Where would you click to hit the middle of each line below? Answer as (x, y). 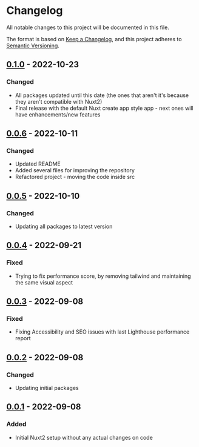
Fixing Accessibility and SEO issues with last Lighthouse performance (102, 332)
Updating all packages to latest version (64, 226)
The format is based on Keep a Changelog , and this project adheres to (94, 39)
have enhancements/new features (58, 114)
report (23, 338)
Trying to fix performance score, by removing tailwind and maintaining (103, 276)
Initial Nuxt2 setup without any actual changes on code (84, 437)
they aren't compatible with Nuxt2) (59, 101)
